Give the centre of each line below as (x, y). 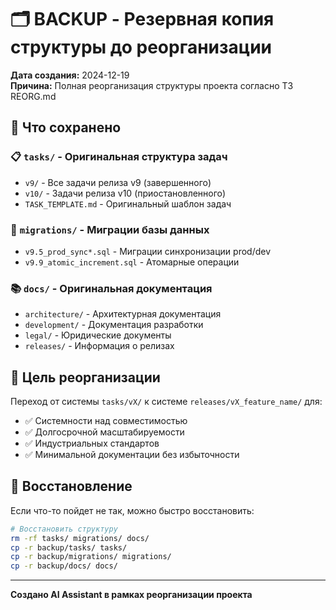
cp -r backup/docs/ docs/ (64, 566)
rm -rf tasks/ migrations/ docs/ (80, 538)
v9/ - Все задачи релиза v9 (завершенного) (118, 182)
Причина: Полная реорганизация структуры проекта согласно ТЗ (152, 85)
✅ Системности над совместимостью (106, 421)
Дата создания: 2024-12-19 (70, 75)
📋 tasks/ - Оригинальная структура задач (119, 157)
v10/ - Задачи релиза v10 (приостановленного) (125, 193)
